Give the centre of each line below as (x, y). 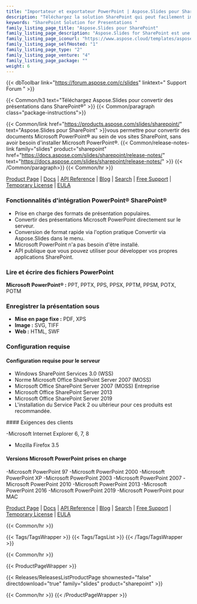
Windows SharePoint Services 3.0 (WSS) (64, 374)
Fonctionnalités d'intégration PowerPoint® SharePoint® (86, 201)
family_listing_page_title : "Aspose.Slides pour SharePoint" (82, 28)
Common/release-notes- (159, 143)
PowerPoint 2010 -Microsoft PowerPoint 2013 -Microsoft (98, 484)
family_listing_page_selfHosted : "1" (52, 45)
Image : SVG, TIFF (37, 325)
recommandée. (33, 411)
